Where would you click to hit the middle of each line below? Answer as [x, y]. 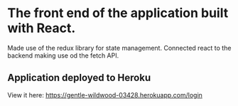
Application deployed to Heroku [79, 78]
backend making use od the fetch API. [63, 55]
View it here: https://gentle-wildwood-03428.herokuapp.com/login [105, 95]
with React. [42, 28]
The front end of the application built [118, 13]
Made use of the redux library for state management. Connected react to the [119, 48]
